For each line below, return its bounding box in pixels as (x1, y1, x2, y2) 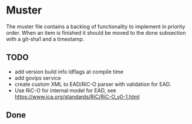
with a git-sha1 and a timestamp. (6, 35, 85, 42)
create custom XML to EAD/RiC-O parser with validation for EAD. (14, 81, 171, 88)
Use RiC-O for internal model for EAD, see (14, 86, 116, 94)
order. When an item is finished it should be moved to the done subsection (6, 29, 186, 36)
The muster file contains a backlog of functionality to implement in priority (6, 23, 186, 30)
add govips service (14, 74, 62, 81)
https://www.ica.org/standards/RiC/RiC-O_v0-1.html (14, 93, 140, 100)
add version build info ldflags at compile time (14, 68, 124, 75)
